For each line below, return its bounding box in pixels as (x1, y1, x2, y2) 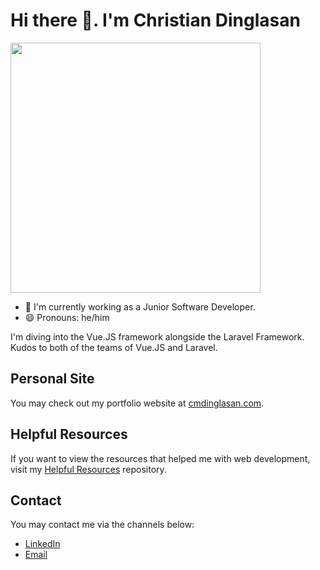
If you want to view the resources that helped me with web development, (10, 452, 311, 464)
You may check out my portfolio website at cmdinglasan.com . (10, 397, 265, 409)
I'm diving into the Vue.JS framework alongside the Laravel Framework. (10, 330, 305, 343)
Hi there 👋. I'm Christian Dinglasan (10, 9, 301, 32)
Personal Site (10, 370, 95, 388)
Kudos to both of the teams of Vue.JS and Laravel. (10, 341, 218, 353)
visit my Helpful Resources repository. (10, 463, 167, 475)
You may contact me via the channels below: (10, 519, 195, 531)
